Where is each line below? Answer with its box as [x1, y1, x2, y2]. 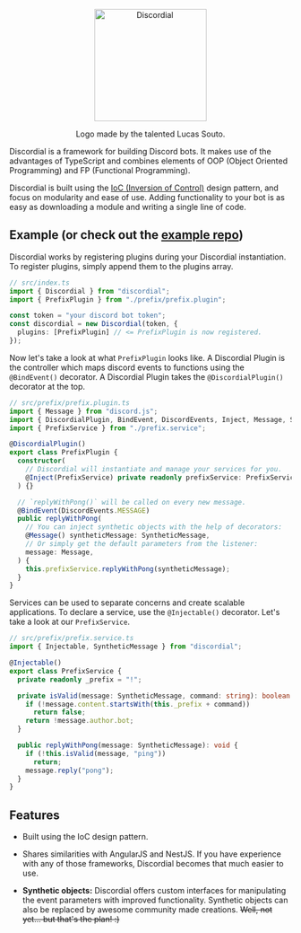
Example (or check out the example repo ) [9, 227, 244, 242]
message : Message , [25, 548, 94, 557]
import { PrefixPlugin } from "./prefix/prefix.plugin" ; [9, 295, 227, 304]
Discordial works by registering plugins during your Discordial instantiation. [9, 251, 287, 262]
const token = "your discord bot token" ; [9, 311, 167, 321]
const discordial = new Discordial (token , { [9, 320, 178, 329]
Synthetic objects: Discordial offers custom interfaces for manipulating [21, 885, 287, 896]
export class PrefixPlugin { [9, 448, 118, 457]
